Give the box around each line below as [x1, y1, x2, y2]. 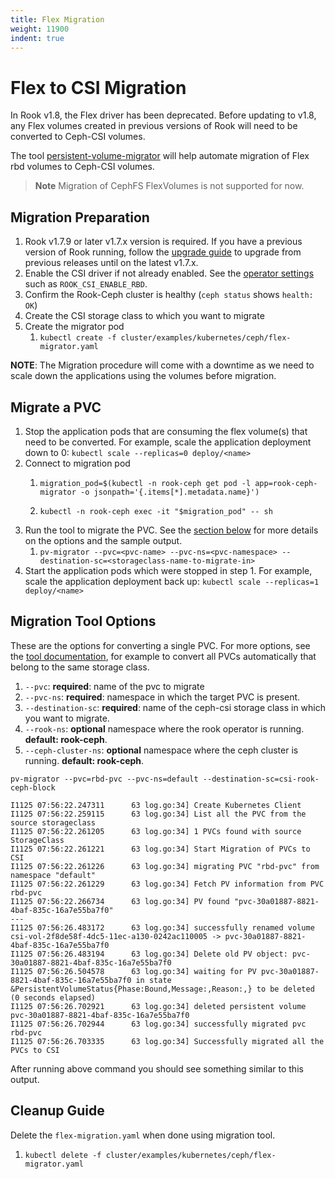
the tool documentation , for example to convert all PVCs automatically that [10, 650, 317, 662]
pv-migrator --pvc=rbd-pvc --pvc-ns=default [10, 774, 199, 784]
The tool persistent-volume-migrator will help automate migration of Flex [10, 150, 310, 162]
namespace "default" [10, 870, 97, 880]
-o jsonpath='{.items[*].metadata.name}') [80, 487, 260, 497]
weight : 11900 [10, 24, 70, 34]
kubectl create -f [39, 333, 117, 343]
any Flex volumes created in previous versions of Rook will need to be [10, 120, 298, 132]
